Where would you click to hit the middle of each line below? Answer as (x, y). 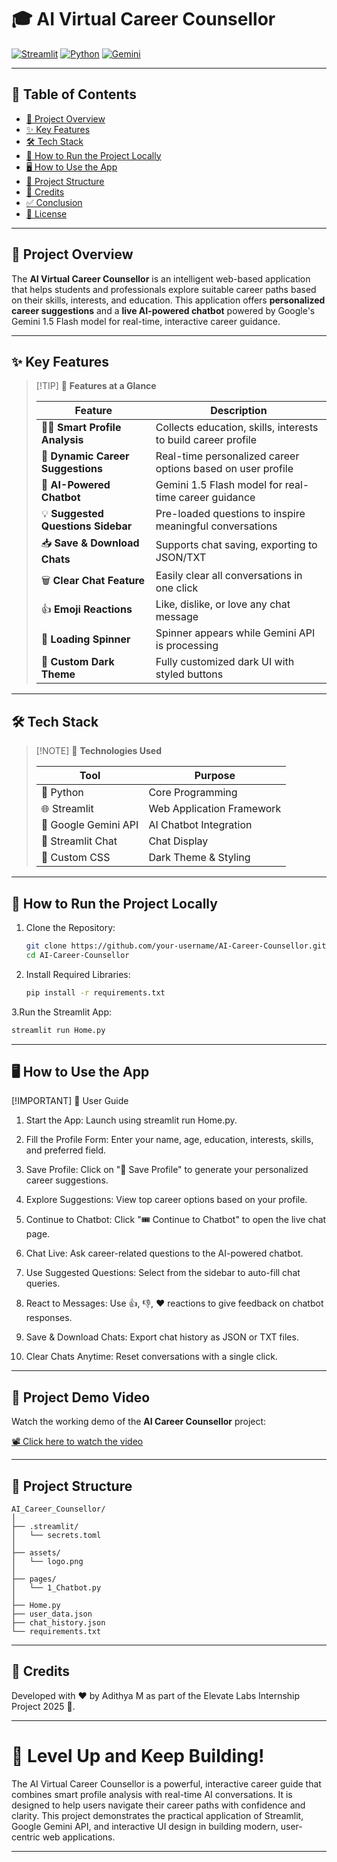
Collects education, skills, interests (237, 428)
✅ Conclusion (54, 202)
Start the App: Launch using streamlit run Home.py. (131, 1120)
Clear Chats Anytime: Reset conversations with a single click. (151, 1357)
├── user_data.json (52, 1614)
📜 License (46, 213)
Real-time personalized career (227, 456)
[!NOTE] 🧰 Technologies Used (99, 751)
